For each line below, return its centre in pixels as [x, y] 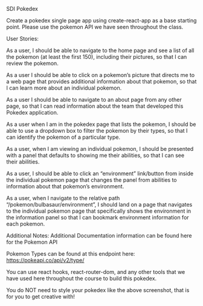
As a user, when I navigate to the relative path [63, 198]
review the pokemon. [32, 63]
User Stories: [23, 38]
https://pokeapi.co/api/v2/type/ [45, 260]
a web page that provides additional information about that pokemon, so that [101, 81]
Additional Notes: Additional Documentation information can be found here [99, 235]
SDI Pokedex [22, 9]
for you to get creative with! [41, 297]
